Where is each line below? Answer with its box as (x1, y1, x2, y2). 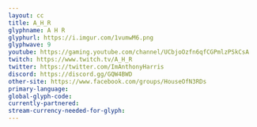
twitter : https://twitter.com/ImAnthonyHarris (8, 63, 164, 71)
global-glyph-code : (8, 92, 73, 100)
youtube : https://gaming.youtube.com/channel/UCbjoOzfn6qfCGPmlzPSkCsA (8, 48, 249, 56)
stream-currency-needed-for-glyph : (8, 107, 126, 115)
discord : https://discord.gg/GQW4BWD (8, 70, 133, 78)
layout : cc (8, 11, 44, 20)
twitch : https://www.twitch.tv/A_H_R (8, 56, 133, 64)
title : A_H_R (8, 19, 51, 27)
